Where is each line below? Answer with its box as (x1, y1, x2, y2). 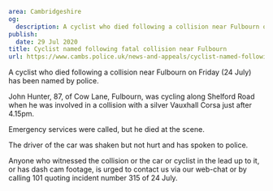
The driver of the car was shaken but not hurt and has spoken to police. (8, 140, 249, 150)
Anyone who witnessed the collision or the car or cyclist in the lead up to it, (8, 156, 260, 166)
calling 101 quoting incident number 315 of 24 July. (8, 173, 178, 183)
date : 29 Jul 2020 (15, 37, 79, 46)
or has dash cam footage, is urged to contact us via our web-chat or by (8, 164, 248, 174)
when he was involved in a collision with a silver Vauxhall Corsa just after (8, 100, 252, 110)
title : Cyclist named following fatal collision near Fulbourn (8, 45, 227, 53)
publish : (8, 30, 38, 38)
